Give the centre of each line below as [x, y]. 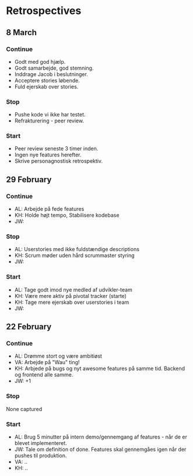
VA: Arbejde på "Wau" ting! [47, 362]
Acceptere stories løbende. [47, 80]
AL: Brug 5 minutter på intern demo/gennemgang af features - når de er [101, 437]
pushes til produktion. [41, 456]
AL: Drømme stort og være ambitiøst [58, 356]
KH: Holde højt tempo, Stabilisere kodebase [67, 215]
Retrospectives [44, 11]
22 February [29, 327]
